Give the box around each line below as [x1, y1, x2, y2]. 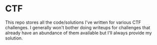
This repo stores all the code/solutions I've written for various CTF [5, 19, 141, 25]
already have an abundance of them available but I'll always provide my [5, 30, 152, 36]
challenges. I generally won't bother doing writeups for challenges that [5, 24, 151, 30]
